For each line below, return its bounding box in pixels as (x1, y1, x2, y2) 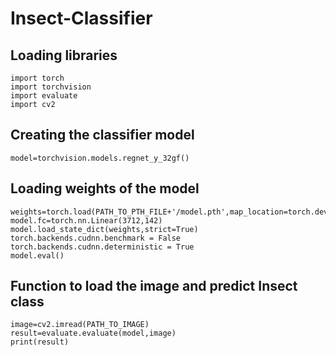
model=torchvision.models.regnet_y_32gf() (10, 153, 190, 163)
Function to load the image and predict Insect (10, 278, 298, 295)
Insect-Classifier (10, 7, 153, 30)
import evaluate (10, 91, 78, 101)
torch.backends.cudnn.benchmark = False (10, 233, 182, 243)
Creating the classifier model (10, 127, 195, 144)
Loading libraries (10, 47, 118, 64)
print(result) (10, 337, 70, 347)
